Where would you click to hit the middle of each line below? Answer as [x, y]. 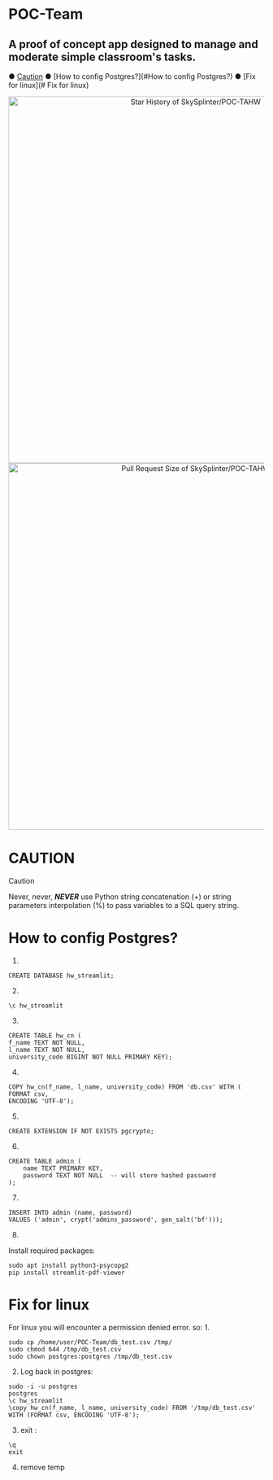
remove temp [42, 1467]
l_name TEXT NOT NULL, [47, 1050]
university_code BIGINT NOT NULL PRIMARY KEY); [91, 1057]
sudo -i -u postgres [43, 1386]
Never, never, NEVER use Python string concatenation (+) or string [120, 897]
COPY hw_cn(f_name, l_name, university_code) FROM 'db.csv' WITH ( [125, 1087]
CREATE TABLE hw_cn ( [45, 1035]
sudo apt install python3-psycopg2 [69, 1265]
